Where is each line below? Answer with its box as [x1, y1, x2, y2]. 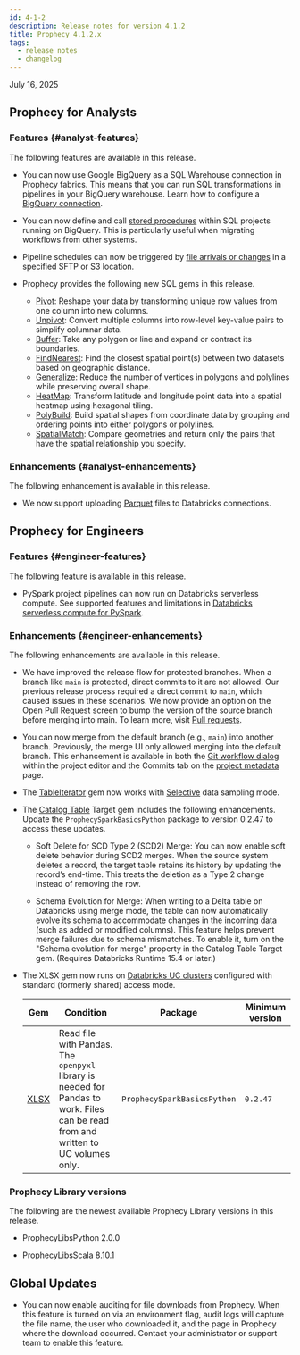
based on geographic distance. [35, 362, 151, 372]
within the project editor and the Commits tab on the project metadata [21, 760, 279, 771]
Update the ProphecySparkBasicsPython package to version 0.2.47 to [21, 814, 274, 824]
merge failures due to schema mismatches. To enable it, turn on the [35, 933, 284, 944]
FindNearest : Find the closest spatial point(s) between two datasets [35, 352, 285, 363]
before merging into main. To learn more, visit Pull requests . [21, 714, 243, 724]
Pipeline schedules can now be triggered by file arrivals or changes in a [21, 251, 286, 262]
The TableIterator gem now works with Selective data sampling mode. [21, 787, 279, 798]
